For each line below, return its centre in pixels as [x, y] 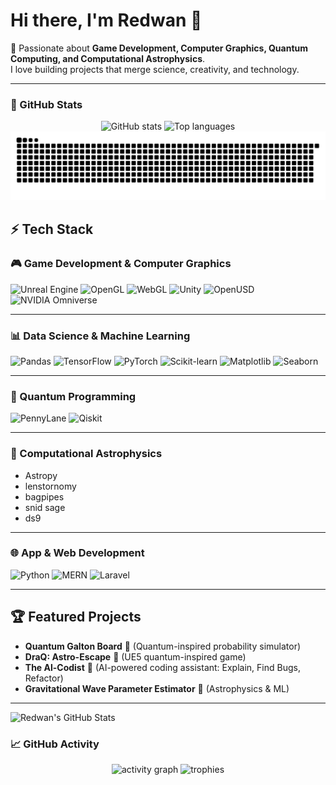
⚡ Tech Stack [52, 229]
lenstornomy [50, 486]
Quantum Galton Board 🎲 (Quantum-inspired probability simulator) [163, 646]
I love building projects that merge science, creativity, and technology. [155, 69]
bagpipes [44, 496]
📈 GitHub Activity [55, 744]
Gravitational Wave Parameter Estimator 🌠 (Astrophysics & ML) [157, 688]
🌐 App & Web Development [77, 553]
